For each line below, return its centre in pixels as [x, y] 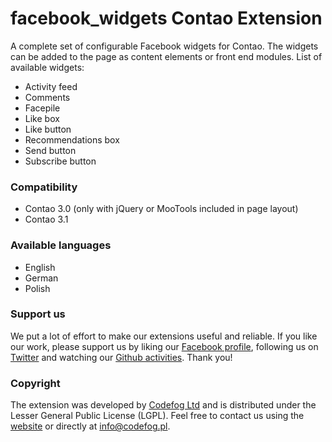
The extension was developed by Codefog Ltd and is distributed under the [163, 405]
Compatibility [44, 187]
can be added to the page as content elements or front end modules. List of [166, 56]
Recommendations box [72, 139]
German [41, 278]
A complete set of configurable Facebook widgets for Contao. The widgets [164, 46]
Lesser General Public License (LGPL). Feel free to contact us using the [157, 416]
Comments [47, 97]
